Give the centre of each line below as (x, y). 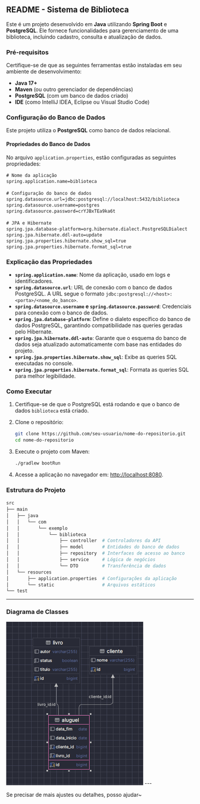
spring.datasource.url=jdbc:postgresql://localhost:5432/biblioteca (93, 199)
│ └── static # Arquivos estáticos (81, 585)
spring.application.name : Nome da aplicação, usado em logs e (93, 275)
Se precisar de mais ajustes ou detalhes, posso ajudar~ (74, 794)
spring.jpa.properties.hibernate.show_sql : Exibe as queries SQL (96, 357)
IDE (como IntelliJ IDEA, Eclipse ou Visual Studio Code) (82, 102)
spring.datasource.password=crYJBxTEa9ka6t (61, 211)
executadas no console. (44, 363)
